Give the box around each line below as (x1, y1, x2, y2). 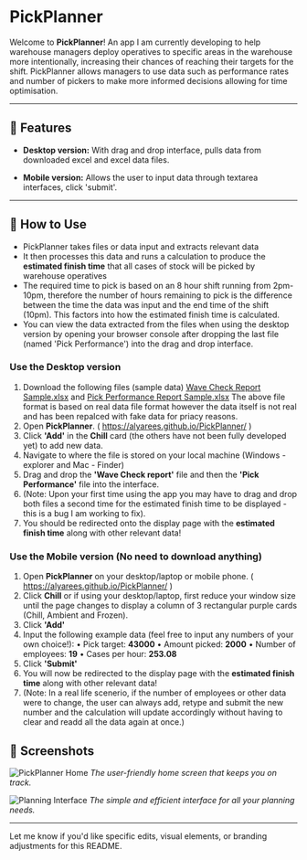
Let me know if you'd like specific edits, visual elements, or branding (9, 830, 268, 842)
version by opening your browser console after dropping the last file (22, 328, 280, 339)
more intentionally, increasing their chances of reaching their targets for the (9, 56, 294, 67)
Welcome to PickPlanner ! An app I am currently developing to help (9, 37, 261, 48)
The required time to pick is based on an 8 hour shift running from (22, 280, 271, 291)
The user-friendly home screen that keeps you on (90, 767, 277, 778)
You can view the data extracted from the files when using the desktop (22, 318, 290, 330)
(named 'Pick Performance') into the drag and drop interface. (22, 338, 254, 349)
